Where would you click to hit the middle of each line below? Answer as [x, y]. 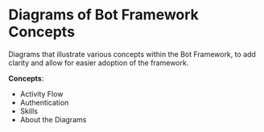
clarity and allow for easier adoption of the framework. [99, 63]
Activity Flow [41, 93]
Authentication [44, 102]
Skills [29, 111]
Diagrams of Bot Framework [104, 15]
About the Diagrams [53, 119]
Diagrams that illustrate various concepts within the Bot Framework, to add [132, 54]
